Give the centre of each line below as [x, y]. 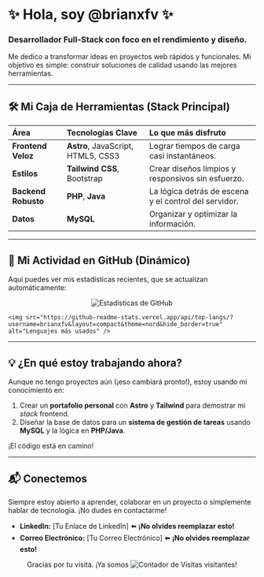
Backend [29, 192]
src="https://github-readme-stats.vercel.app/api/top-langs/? [130, 318]
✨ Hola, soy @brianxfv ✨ [91, 15]
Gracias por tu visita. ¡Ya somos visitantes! [132, 564]
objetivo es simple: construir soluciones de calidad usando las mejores [123, 65]
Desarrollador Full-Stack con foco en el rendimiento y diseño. [128, 39]
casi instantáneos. [183, 156]
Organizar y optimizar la [193, 214]
